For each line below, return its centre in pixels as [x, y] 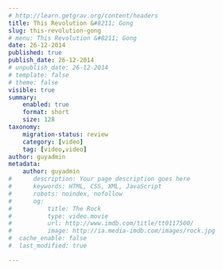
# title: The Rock [55, 208]
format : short [46, 113]
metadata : [25, 164]
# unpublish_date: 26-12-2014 [59, 68]
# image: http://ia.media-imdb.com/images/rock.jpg [112, 231]
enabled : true [46, 105]
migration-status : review [66, 134]
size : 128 [39, 120]
